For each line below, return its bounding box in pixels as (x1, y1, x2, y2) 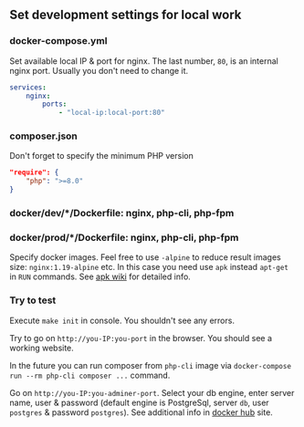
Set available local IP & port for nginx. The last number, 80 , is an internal (9, 55, 278, 67)
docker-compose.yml (9, 35, 108, 47)
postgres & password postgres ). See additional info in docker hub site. (9, 406, 274, 418)
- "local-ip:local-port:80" (58, 109, 166, 118)
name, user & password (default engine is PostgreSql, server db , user (9, 397, 269, 408)
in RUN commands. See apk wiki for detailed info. (9, 271, 192, 282)
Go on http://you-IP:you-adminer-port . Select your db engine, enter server (9, 387, 295, 398)
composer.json (9, 130, 78, 142)
